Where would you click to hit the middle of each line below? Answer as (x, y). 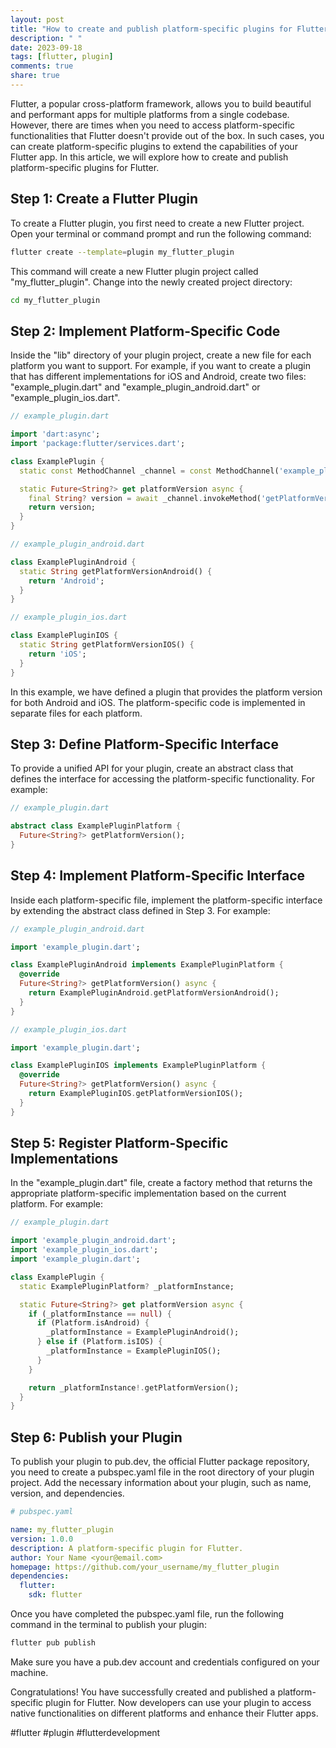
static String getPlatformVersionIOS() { (107, 645)
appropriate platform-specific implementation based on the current (148, 1193)
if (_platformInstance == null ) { (100, 1314)
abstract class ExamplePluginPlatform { (96, 826)
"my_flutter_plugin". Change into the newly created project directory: (151, 282)
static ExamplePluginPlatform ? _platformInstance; (127, 1286)
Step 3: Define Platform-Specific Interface (144, 744)
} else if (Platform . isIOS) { (99, 1342)
